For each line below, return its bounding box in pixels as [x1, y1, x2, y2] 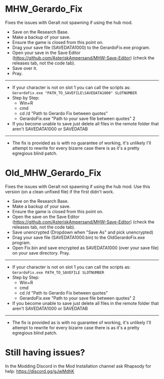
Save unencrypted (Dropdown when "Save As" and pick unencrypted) [12, 229, 154, 235]
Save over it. [12, 65, 38, 71]
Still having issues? [5, 347, 85, 358]
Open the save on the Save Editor [12, 214, 80, 219]
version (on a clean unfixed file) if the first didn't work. [5, 189, 115, 195]
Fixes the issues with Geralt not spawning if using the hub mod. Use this [5, 183, 150, 189]
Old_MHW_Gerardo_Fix [5, 167, 102, 179]
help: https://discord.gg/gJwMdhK [5, 368, 75, 374]
